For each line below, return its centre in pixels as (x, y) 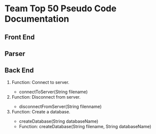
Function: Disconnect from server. (46, 97)
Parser (15, 54)
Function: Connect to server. (40, 82)
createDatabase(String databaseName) (59, 121)
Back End (19, 70)
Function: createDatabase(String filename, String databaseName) (85, 126)
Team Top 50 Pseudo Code (61, 9)
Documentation (37, 19)
